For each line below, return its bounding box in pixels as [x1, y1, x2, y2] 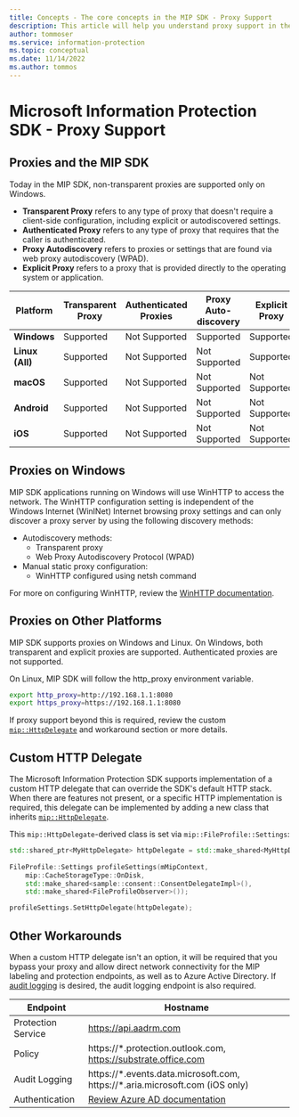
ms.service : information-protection [9, 37, 145, 47]
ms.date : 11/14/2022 [9, 54, 86, 63]
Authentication [13, 1093, 76, 1105]
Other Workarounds [9, 928, 122, 943]
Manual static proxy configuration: [21, 560, 149, 571]
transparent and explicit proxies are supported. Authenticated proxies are [9, 647, 278, 657]
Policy [13, 1048, 40, 1060]
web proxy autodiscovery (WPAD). [21, 253, 149, 264]
